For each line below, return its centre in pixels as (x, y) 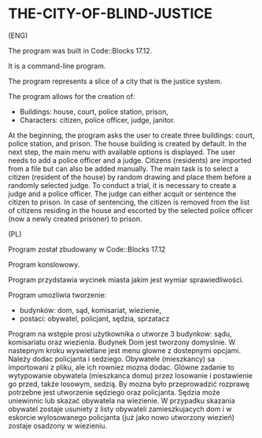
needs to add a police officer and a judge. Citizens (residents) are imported (130, 160)
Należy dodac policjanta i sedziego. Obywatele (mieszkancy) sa (112, 359)
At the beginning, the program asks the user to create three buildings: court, (131, 135)
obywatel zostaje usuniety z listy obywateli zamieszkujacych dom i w (120, 409)
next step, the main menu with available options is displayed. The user (122, 152)
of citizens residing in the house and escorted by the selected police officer (131, 210)
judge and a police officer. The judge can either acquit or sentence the (122, 193)
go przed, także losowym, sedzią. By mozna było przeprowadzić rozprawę (129, 384)
